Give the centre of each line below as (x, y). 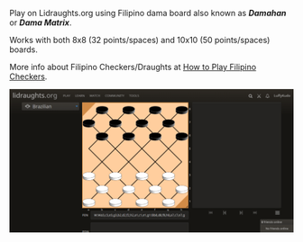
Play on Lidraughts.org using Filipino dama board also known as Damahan (148, 13)
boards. (23, 49)
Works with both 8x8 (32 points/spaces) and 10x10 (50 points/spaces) (140, 40)
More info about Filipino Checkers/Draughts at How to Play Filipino (133, 67)
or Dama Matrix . (41, 22)
